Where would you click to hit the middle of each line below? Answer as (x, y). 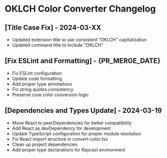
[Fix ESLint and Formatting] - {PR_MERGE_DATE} (83, 61)
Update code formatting (37, 78)
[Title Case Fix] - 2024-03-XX (53, 28)
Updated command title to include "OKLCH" (58, 45)
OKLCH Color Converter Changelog (80, 9)
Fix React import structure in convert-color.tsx (60, 139)
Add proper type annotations (42, 84)
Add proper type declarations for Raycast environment (69, 149)
